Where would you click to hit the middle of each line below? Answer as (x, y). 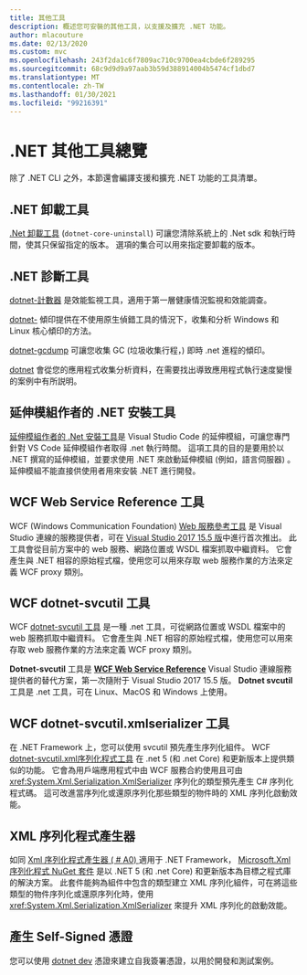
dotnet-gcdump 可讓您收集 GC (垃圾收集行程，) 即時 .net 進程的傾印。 (140, 350)
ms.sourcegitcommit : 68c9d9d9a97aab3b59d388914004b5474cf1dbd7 (132, 69)
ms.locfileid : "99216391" (58, 103)
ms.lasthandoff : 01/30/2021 (63, 94)
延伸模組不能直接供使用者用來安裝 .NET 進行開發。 (105, 471)
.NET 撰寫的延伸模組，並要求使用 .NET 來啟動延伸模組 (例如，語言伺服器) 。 (152, 459)
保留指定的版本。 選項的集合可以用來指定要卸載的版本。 (154, 245)
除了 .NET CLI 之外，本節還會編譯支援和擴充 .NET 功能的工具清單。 (136, 178)
